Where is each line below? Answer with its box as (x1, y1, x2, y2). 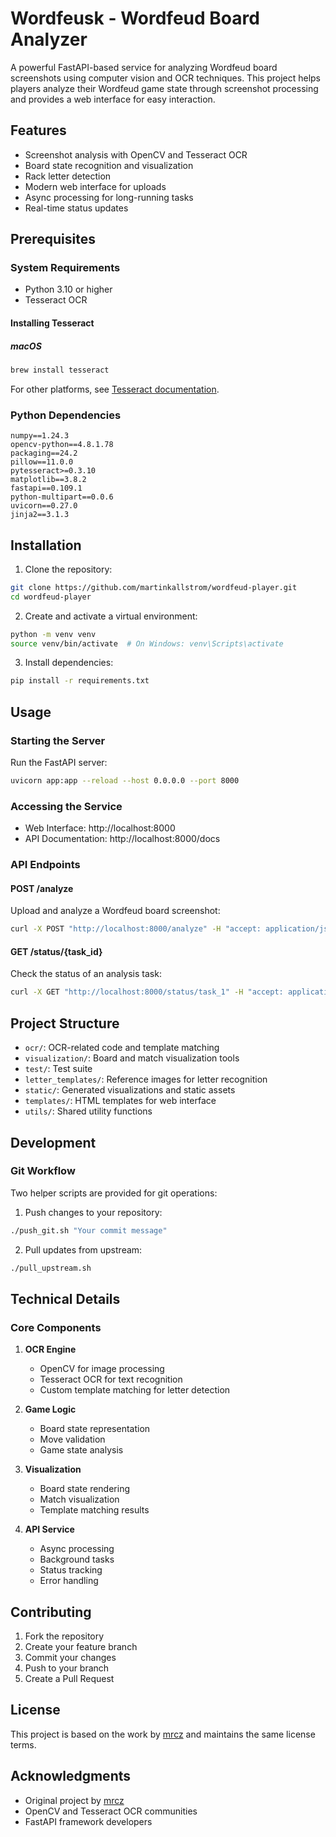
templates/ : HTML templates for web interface (24, 1095, 217, 1107)
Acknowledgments (10, 1768, 132, 1785)
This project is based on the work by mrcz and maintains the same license (10, 1728, 316, 1740)
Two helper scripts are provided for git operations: (10, 1187, 218, 1199)
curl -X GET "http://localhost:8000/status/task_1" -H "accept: (10, 987, 284, 997)
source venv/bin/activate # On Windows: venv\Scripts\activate (10, 638, 284, 649)
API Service (24, 1523, 75, 1536)
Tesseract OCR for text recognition (39, 1373, 183, 1386)
